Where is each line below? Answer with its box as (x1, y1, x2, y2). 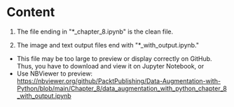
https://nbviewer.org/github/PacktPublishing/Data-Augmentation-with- (16, 76, 221, 85)
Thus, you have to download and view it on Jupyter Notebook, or (16, 62, 205, 70)
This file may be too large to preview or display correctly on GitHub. (16, 54, 212, 63)
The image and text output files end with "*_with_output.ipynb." (16, 41, 200, 49)
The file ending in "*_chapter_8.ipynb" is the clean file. (16, 27, 173, 36)
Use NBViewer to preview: (16, 69, 92, 78)
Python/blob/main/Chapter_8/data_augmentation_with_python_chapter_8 (16, 84, 227, 92)
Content (6, 4, 55, 20)
